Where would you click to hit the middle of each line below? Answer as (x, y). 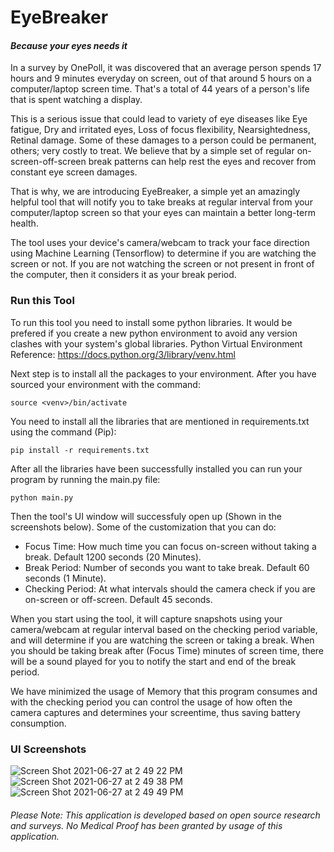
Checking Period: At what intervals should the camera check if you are (170, 588)
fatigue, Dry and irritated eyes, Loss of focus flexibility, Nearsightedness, (160, 130)
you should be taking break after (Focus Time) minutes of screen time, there (167, 650)
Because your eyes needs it (69, 45)
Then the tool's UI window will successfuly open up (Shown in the (146, 516)
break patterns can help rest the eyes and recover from (202, 162)
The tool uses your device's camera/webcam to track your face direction (160, 243)
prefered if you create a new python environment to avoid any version (154, 333)
